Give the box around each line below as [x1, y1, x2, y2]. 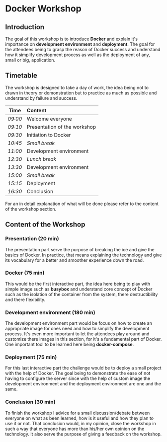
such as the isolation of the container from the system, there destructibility [5, 291, 158, 297]
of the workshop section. [5, 206, 57, 212]
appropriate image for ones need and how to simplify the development [5, 326, 150, 332]
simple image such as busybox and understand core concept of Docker [5, 286, 153, 292]
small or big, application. [5, 57, 56, 63]
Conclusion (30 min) [5, 398, 56, 405]
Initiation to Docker [26, 131, 71, 138]
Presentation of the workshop [26, 123, 96, 130]
